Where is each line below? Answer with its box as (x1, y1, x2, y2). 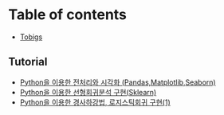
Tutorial (8, 55, 48, 69)
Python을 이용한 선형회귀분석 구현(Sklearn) (19, 87, 157, 97)
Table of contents (8, 6, 128, 24)
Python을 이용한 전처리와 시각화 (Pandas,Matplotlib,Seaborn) (19, 77, 217, 87)
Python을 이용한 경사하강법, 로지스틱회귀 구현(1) (19, 97, 171, 107)
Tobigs (19, 32, 43, 42)
